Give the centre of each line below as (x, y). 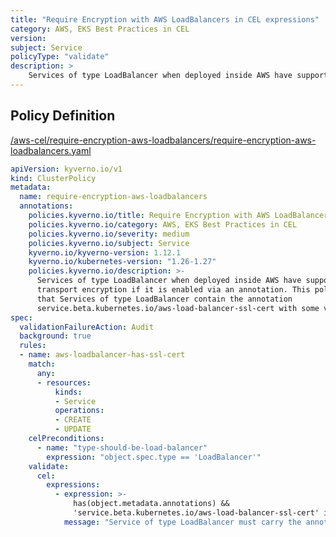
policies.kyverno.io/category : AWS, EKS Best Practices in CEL (163, 224)
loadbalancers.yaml (51, 150)
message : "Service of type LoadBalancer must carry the (182, 522)
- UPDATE (73, 429)
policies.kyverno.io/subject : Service (109, 243)
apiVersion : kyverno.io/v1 (66, 169)
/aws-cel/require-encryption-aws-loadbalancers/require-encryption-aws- (163, 140)
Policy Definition (63, 116)
